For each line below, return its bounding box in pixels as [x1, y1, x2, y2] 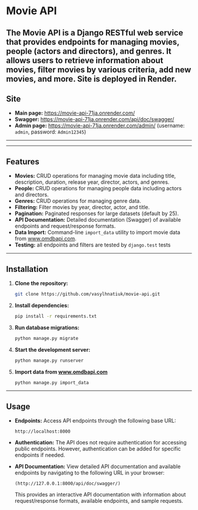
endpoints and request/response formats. [14, 223, 116, 230]
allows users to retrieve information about [6, 55, 164, 66]
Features [6, 157, 39, 167]
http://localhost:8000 [14, 428, 71, 435]
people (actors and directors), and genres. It [6, 46, 172, 56]
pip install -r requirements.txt [14, 313, 97, 319]
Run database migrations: [14, 324, 80, 331]
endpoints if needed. [14, 451, 65, 459]
